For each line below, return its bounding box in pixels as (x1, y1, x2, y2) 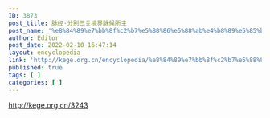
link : (8, 57, 27, 65)
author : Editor (8, 33, 59, 42)
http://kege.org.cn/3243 (8, 100, 88, 110)
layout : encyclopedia (8, 49, 81, 57)
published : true (8, 64, 63, 72)
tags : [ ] (8, 71, 42, 79)
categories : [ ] (8, 78, 63, 86)
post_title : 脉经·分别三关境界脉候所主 (8, 19, 127, 27)
